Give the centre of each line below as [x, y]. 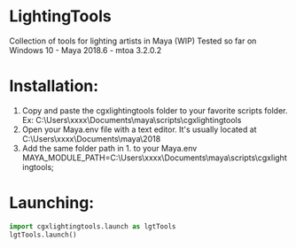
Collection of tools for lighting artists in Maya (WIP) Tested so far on [133, 41]
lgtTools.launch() [43, 235]
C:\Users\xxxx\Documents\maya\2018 [91, 138]
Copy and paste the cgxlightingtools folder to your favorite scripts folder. [155, 110]
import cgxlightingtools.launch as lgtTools [93, 226]
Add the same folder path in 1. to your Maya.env [109, 148]
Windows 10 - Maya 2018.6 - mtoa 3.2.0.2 [86, 50]
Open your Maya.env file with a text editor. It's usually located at [139, 129]
